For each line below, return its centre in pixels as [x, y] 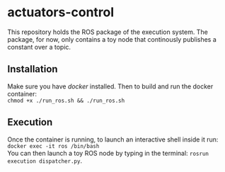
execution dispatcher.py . [45, 161]
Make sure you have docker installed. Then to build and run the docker [110, 86]
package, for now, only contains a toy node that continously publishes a [112, 39]
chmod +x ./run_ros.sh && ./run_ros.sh [66, 101]
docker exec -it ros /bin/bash [53, 146]
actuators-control [61, 12]
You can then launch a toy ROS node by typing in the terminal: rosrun [108, 153]
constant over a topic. [39, 47]
